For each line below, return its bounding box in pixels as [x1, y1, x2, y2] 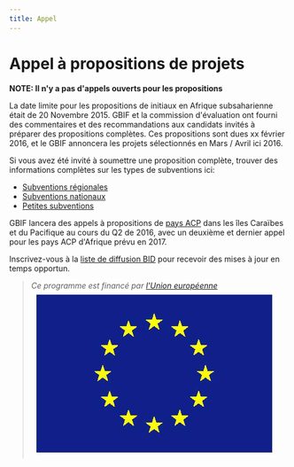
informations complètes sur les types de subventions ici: [9, 164, 215, 175]
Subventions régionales [21, 182, 108, 192]
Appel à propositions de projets [9, 53, 245, 74]
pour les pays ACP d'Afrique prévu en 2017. [9, 236, 167, 247]
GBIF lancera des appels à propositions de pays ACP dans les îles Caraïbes [9, 217, 284, 228]
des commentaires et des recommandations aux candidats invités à [9, 119, 255, 129]
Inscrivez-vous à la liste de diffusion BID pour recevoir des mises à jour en [9, 253, 281, 264]
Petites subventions [21, 200, 95, 211]
